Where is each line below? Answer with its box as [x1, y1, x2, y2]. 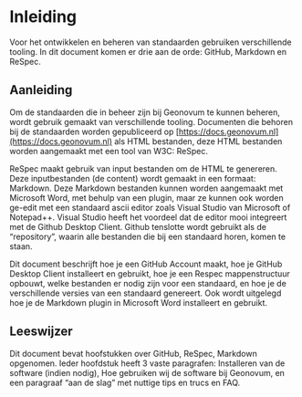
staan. [9, 240, 34, 252]
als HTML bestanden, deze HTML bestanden [113, 135, 283, 147]
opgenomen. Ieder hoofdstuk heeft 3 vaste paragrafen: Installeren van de [9, 358, 286, 369]
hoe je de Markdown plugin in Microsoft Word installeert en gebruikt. [9, 297, 267, 308]
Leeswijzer [9, 324, 73, 340]
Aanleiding [9, 82, 73, 98]
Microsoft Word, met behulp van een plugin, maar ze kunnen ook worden [9, 192, 285, 203]
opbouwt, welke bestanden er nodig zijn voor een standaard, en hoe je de [9, 277, 287, 288]
